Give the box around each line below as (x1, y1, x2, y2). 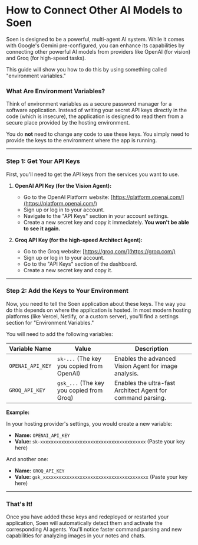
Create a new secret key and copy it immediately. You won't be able (23, 218, 190, 226)
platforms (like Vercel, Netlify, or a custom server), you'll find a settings (6, 312, 179, 319)
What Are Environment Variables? (6, 87, 105, 95)
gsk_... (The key (57, 378, 105, 387)
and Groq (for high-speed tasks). (6, 54, 87, 61)
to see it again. (23, 225, 61, 232)
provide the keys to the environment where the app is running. (6, 137, 157, 144)
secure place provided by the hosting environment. (6, 119, 130, 126)
